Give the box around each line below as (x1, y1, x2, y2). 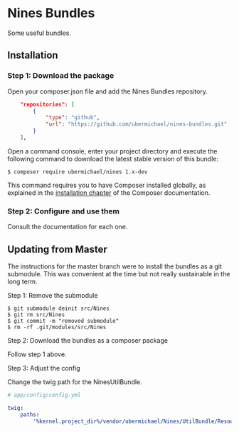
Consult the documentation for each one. (7, 223, 128, 231)
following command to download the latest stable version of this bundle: (7, 154, 219, 163)
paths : (20, 411, 40, 418)
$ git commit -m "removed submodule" (7, 317, 119, 324)
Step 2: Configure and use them (7, 206, 119, 216)
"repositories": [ (20, 101, 75, 108)
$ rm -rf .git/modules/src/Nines (7, 323, 107, 331)
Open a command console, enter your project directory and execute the (7, 146, 218, 155)
